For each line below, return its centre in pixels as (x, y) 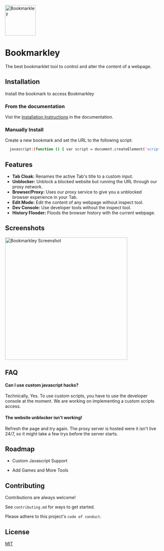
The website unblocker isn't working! (44, 418)
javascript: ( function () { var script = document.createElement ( (77, 149)
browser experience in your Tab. (45, 197)
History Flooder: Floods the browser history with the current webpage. (83, 213)
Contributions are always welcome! (41, 498)
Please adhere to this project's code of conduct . (53, 517)
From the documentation (35, 106)
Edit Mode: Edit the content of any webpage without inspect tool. (78, 202)
